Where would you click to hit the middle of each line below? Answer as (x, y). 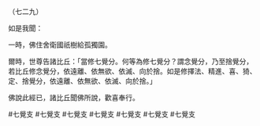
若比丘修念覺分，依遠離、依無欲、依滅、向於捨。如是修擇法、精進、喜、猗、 (132, 71)
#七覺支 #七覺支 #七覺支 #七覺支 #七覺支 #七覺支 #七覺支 (102, 114)
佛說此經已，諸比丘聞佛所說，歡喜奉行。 (74, 97)
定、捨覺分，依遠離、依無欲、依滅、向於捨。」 (82, 81)
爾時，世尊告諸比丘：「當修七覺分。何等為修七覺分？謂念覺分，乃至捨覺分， (131, 61)
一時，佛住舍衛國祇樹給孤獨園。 (60, 45)
